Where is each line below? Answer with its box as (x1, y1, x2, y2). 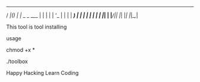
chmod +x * (6, 46, 35, 53)
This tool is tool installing (6, 23, 67, 30)
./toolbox (6, 58, 28, 65)
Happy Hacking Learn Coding (6, 70, 79, 76)
